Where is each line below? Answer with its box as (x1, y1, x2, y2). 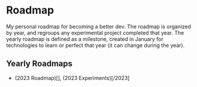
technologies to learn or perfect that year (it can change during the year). (6, 42, 185, 49)
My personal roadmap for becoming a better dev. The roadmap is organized (6, 23, 191, 30)
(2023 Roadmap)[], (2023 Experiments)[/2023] (14, 74, 130, 81)
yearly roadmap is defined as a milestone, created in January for (6, 35, 164, 42)
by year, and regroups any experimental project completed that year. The (6, 29, 185, 36)
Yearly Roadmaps (6, 59, 73, 69)
